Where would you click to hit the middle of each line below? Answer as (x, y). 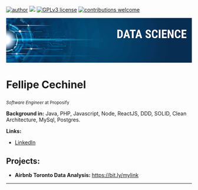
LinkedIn (25, 142)
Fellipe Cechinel (46, 84)
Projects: (23, 161)
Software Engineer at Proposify (38, 103)
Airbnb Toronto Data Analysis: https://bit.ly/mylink (77, 175)
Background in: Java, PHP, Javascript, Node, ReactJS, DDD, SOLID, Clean (96, 114)
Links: (14, 131)
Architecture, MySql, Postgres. (43, 120)
